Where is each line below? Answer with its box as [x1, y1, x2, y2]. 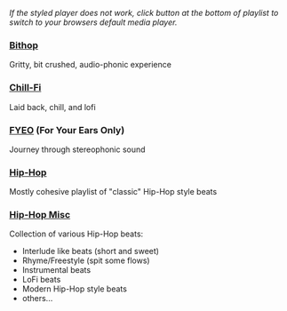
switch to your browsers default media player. [9, 17, 178, 28]
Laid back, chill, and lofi [9, 101, 96, 112]
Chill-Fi [9, 82, 42, 94]
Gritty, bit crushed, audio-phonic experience [9, 60, 171, 70]
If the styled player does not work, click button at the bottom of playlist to [9, 8, 279, 18]
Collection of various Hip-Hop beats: [9, 228, 144, 239]
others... [21, 293, 53, 304]
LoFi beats [21, 275, 61, 285]
